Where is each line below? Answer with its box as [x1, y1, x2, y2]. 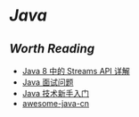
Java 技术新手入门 [21, 88, 90, 98]
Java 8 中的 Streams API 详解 [21, 66, 131, 76]
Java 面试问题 [21, 77, 74, 88]
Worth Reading [9, 41, 95, 56]
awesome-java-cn [21, 98, 90, 108]
